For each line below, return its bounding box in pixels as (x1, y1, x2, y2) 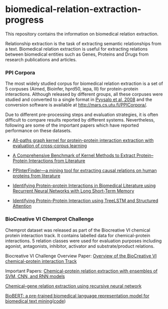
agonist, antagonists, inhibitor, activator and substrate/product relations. (5, 243, 155, 249)
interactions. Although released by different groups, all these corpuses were (5, 91, 163, 97)
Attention (12, 203, 32, 209)
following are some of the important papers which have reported (5, 122, 139, 129)
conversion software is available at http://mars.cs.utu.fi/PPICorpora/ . (5, 102, 147, 108)
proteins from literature (12, 173, 60, 179)
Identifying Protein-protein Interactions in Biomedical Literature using (12, 182, 156, 189)
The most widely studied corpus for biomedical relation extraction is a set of (5, 80, 163, 86)
